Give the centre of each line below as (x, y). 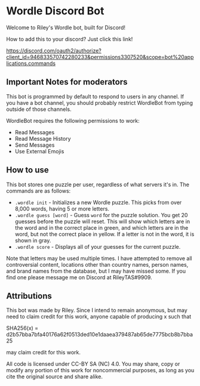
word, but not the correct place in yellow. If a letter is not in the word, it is (104, 234)
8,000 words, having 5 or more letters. (62, 209)
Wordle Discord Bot (55, 11)
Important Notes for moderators (67, 82)
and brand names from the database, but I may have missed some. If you (96, 271)
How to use (27, 170)
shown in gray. (33, 240)
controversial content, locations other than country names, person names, (97, 264)
